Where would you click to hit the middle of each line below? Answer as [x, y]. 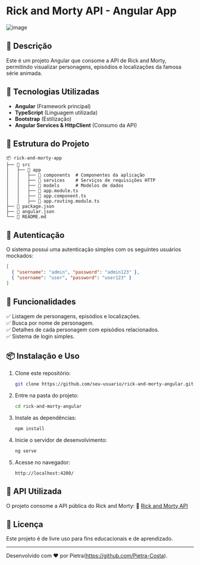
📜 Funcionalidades [41, 302]
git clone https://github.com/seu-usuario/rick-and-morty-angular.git [104, 384]
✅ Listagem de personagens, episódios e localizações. [74, 316]
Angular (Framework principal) [53, 106]
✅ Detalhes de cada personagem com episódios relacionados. [83, 329]
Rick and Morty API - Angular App [91, 11]
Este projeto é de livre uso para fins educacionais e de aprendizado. [90, 539]
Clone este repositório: [43, 373]
